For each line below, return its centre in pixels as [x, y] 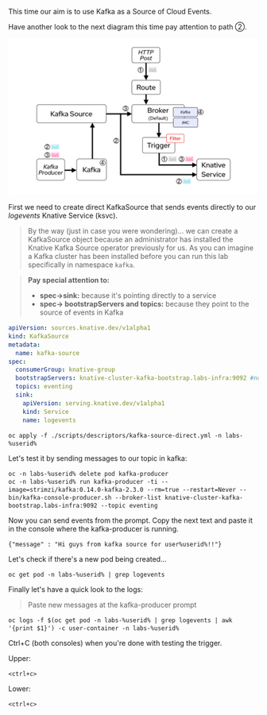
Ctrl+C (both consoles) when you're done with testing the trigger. [115, 643]
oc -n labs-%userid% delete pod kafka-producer [89, 473]
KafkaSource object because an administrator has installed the [130, 239]
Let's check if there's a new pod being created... [87, 558]
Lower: [19, 688]
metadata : [25, 345]
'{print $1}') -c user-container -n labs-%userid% [94, 628]
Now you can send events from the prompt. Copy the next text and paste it [130, 520]
